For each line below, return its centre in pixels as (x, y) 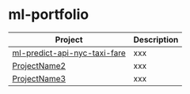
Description (156, 39)
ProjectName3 (39, 78)
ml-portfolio (49, 15)
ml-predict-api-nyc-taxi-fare (69, 53)
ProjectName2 (39, 66)
